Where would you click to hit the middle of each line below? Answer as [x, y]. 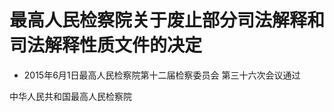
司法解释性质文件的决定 [106, 45]
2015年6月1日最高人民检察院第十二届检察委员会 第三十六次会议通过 [162, 75]
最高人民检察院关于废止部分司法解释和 [167, 20]
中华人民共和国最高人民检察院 [70, 96]
